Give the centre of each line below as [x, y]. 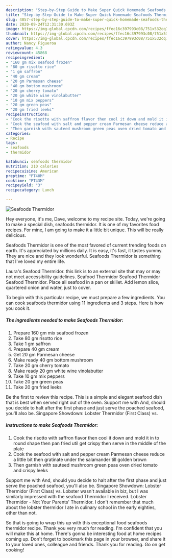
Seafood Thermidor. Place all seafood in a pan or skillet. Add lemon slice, [83, 282]
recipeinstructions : [28, 115]
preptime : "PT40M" [25, 176]
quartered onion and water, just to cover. [48, 287]
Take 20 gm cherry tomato [41, 365]
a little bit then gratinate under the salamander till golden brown [80, 459]
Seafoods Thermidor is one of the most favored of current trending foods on [86, 245]
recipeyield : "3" [24, 185]
